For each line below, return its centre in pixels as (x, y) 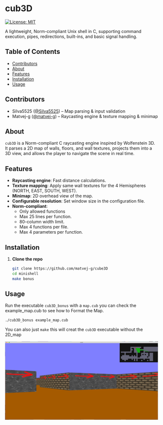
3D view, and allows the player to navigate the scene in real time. (70, 153)
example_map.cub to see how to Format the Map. (55, 311)
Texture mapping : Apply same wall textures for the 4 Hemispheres (79, 186)
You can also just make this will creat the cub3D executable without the (74, 330)
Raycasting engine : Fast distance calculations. (59, 181)
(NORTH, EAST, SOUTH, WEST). (44, 191)
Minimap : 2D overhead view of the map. (52, 196)
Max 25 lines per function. (45, 217)
